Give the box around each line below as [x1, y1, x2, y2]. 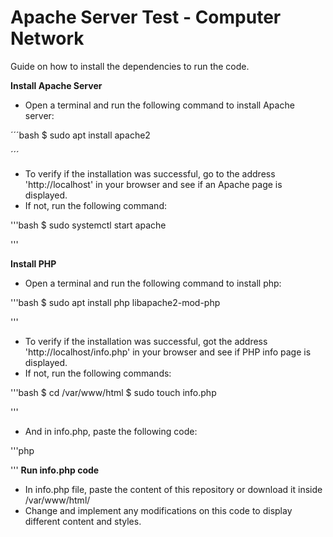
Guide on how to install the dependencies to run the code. [10, 60, 250, 72]
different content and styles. [24, 515, 142, 527]
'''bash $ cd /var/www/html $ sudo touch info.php [10, 386, 217, 398]
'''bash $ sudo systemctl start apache [10, 219, 167, 231]
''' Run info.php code [10, 464, 100, 476]
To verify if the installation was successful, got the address [24, 335, 268, 347]
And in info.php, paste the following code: [24, 425, 198, 437]
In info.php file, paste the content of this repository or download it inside [24, 483, 323, 495]
